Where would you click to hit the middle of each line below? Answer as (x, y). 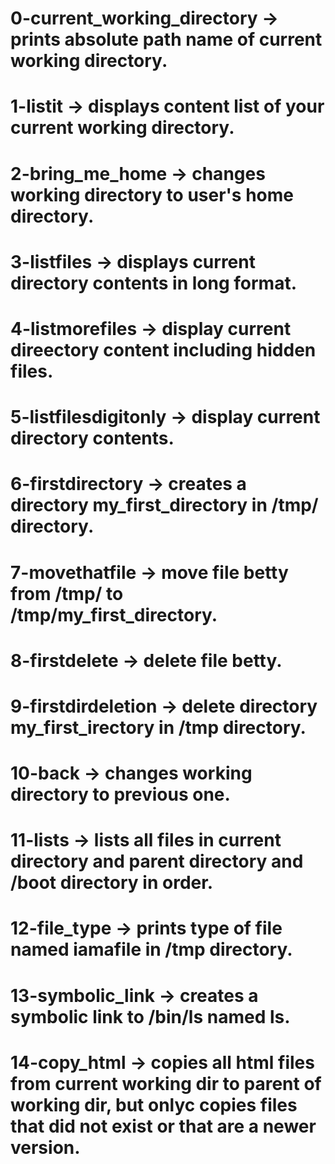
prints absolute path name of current (166, 39)
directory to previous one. (120, 794)
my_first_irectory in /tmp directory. (158, 727)
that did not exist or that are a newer (163, 1126)
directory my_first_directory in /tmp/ (164, 505)
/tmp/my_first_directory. (114, 614)
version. (45, 1147)
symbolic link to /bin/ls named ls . (150, 1016)
